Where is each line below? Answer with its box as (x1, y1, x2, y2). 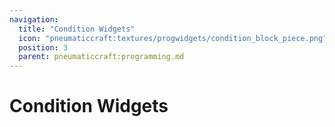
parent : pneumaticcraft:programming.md (18, 52, 185, 62)
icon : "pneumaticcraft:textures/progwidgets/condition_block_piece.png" (18, 33, 328, 43)
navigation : (9, 14, 59, 25)
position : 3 (18, 42, 69, 53)
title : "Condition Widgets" (18, 24, 136, 34)
